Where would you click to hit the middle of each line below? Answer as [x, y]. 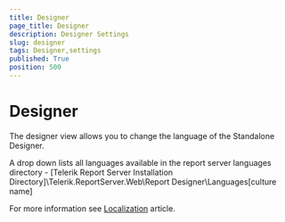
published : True [39, 59]
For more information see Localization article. [92, 208]
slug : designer [37, 42]
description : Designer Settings [69, 34]
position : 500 [36, 68]
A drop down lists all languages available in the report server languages [140, 162]
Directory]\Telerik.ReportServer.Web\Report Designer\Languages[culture [143, 181]
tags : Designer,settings [55, 51]
